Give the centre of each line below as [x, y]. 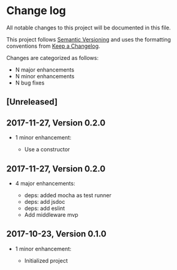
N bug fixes [30, 83]
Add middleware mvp [51, 214]
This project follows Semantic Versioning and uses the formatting [89, 39]
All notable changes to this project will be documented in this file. [89, 28]
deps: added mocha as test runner [68, 195]
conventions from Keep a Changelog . [53, 46]
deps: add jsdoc [45, 201]
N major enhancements [45, 69]
